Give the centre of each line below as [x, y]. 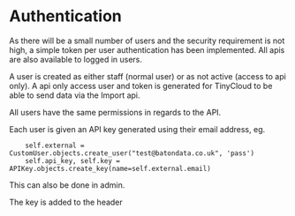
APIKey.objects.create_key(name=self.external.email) [110, 168]
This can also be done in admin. [67, 185]
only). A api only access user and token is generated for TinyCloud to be [141, 86]
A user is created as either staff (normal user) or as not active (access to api [148, 76]
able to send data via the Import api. [75, 95]
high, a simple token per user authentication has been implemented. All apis [147, 49]
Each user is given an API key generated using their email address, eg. [137, 129]
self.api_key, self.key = [73, 160]
